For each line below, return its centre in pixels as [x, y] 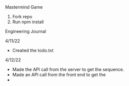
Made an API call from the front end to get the [59, 75]
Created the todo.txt [33, 50]
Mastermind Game [24, 7]
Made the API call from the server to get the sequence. [68, 69]
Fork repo [22, 16]
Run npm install [28, 22]
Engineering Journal [26, 31]
